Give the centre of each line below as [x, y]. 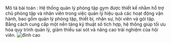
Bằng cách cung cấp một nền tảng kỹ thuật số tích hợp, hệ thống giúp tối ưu [86, 24]
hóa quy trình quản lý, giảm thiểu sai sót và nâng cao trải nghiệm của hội [82, 30]
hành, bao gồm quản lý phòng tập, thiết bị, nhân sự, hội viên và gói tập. [80, 19]
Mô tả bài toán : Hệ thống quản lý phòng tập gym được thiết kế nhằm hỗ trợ [85, 8]
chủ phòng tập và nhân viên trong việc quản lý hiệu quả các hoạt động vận [84, 13]
